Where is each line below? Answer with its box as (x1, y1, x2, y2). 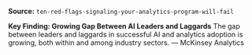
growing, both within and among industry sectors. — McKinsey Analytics (8, 38, 244, 47)
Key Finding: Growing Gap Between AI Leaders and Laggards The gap (8, 22, 240, 30)
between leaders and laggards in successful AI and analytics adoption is (8, 30, 243, 39)
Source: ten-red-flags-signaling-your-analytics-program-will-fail (8, 7, 234, 15)
